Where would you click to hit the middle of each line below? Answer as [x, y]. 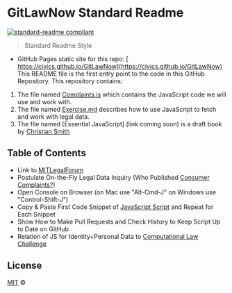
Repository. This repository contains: [70, 81]
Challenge [32, 244]
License [25, 266]
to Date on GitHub [43, 229]
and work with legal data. [53, 117]
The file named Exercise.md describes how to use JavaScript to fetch [117, 109]
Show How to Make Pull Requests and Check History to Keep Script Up [119, 221]
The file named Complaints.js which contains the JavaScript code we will [122, 94]
